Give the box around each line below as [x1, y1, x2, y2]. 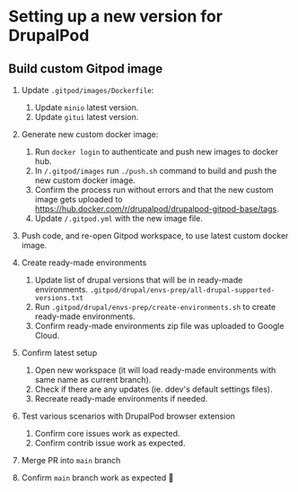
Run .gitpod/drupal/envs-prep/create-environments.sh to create [34, 302, 276, 312]
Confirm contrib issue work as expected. [34, 437, 186, 448]
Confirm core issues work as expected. [34, 428, 180, 438]
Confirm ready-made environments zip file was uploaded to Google [34, 321, 285, 331]
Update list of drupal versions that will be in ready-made [34, 275, 243, 285]
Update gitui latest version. [34, 112, 139, 122]
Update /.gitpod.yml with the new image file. [34, 213, 203, 223]
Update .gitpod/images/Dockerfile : [21, 85, 154, 95]
